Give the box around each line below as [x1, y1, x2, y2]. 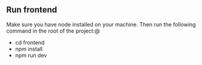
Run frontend [6, 5, 58, 15]
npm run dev [15, 51, 47, 59]
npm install [15, 45, 43, 52]
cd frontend [15, 39, 45, 46]
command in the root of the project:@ [6, 27, 100, 34]
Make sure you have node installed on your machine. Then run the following [6, 20, 196, 28]
